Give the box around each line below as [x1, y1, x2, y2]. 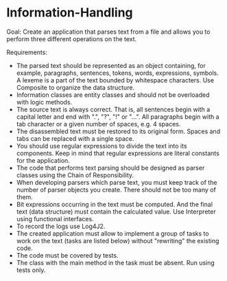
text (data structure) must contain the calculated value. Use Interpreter [16, 207, 217, 216]
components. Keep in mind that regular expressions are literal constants [16, 149, 220, 157]
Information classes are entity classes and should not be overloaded [16, 91, 210, 99]
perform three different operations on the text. [6, 34, 137, 43]
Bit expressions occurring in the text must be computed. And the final [16, 200, 213, 208]
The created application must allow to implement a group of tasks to [16, 229, 210, 238]
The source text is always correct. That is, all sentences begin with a [16, 105, 211, 113]
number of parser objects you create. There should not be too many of [16, 186, 217, 194]
